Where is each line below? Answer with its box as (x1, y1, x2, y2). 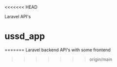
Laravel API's (4, 14, 31, 19)
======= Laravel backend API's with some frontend (4, 46, 111, 53)
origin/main (89, 56, 113, 62)
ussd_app (4, 31, 45, 42)
